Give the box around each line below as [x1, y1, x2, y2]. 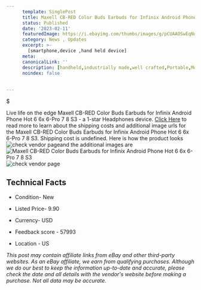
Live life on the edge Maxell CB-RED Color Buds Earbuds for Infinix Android [6, 109, 192, 116]
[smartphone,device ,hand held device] [28, 48, 127, 54]
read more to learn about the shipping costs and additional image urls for [6, 122, 187, 129]
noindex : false [22, 70, 60, 76]
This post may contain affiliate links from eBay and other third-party [6, 251, 175, 258]
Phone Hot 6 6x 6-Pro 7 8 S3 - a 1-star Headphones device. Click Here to [6, 116, 187, 123]
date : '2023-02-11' [22, 25, 71, 32]
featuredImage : [22, 31, 60, 37]
